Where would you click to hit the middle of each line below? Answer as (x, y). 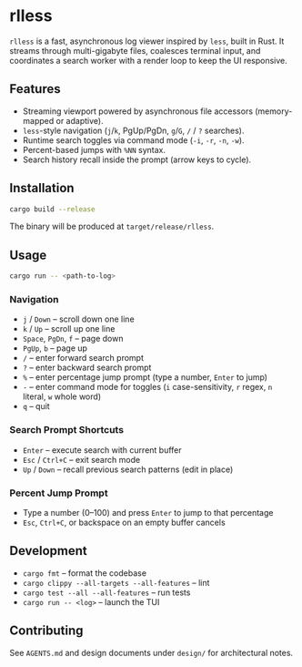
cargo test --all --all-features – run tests (106, 592)
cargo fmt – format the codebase (85, 573)
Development (49, 551)
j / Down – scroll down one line (78, 319)
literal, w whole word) (62, 396)
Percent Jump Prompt (59, 493)
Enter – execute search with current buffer (102, 450)
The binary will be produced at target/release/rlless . (112, 226)
